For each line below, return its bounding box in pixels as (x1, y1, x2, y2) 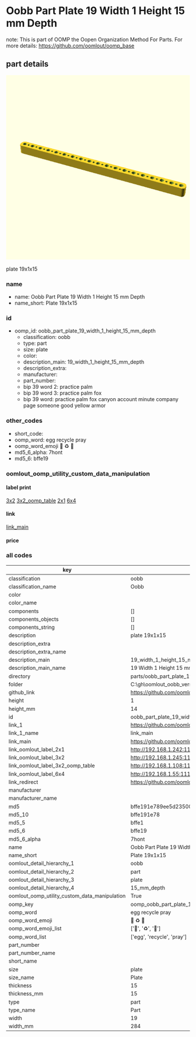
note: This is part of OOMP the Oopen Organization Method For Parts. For (6, 36, 183, 43)
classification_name (8, 583, 57, 590)
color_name (8, 599, 37, 607)
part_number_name (8, 950, 55, 957)
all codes (6, 552, 33, 560)
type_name (8, 1006, 36, 1014)
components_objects (8, 615, 59, 622)
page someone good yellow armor (23, 402, 106, 409)
